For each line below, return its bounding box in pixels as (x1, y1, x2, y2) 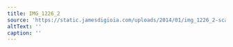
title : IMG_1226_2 (7, 10, 60, 17)
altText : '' (7, 23, 42, 30)
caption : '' (7, 29, 42, 37)
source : (7, 17, 30, 23)
